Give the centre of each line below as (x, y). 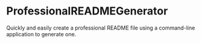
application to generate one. (41, 34)
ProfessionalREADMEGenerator (87, 11)
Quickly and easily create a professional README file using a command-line (101, 28)
